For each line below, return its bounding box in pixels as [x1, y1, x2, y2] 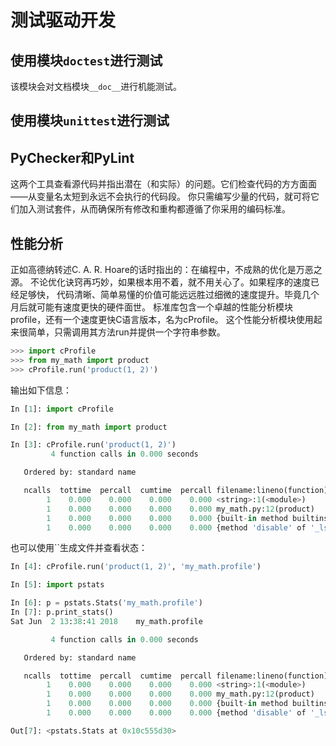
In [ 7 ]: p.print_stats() [10, 607, 114, 618]
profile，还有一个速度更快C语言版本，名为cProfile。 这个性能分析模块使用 [10, 314, 314, 326]
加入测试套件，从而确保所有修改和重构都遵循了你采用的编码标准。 [18, 203, 291, 215]
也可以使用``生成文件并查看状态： [10, 542, 148, 554]
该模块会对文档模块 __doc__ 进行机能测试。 [10, 81, 183, 92]
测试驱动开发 [10, 9, 117, 32]
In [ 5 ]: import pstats [10, 580, 105, 590]
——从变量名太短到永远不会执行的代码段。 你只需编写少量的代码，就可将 [10, 191, 311, 203]
